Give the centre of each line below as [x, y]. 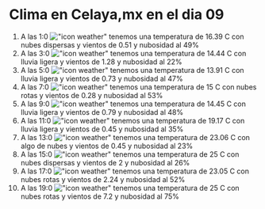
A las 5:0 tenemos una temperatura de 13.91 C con [132, 70]
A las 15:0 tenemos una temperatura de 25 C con [130, 154]
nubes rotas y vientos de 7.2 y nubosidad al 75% [100, 196]
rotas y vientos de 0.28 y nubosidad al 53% [92, 95]
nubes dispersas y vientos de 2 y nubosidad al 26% [105, 162]
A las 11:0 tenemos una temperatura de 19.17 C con [132, 120]
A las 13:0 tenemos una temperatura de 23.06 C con [135, 137]
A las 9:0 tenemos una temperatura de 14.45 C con [133, 104]
